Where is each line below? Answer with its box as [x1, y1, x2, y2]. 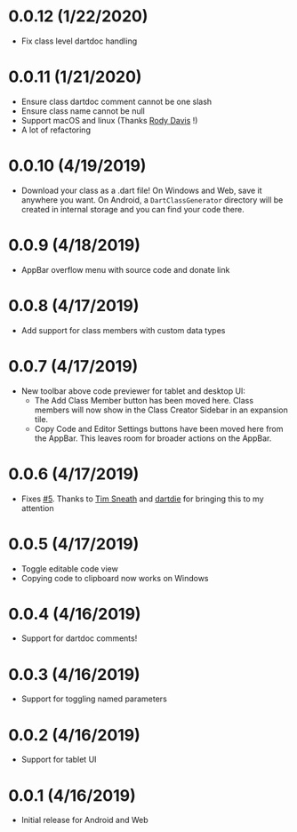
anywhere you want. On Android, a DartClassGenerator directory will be [20, 194, 284, 205]
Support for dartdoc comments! [20, 633, 138, 644]
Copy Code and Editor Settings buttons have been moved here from [34, 423, 284, 434]
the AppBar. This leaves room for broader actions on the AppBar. [34, 433, 272, 444]
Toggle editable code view [20, 563, 119, 574]
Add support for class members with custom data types [20, 324, 226, 335]
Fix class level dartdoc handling [20, 36, 138, 46]
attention [20, 502, 54, 513]
